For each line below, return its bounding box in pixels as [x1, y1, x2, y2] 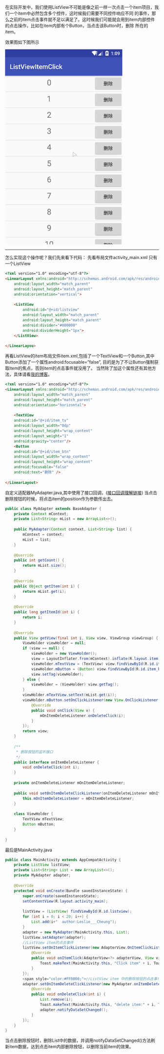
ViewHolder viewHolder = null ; [22, 641, 86, 646]
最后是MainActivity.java [5, 847, 52, 853]
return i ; [22, 615, 42, 620]
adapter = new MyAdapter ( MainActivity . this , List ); [22, 929, 130, 935]
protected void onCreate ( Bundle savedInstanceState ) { [14, 888, 128, 893]
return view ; [22, 729, 49, 734]
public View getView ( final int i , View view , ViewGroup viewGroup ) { [14, 635, 159, 640]
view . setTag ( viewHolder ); [31, 672, 84, 677]
